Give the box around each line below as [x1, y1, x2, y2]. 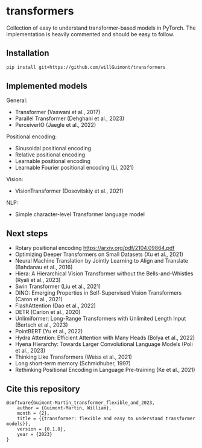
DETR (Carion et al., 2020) [14, 309, 81, 316]
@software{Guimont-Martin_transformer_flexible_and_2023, [6, 400, 155, 406]
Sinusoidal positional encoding [14, 145, 92, 152]
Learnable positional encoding [14, 158, 90, 165]
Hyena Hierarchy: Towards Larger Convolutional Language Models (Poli [14, 341, 193, 348]
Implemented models [6, 81, 87, 91]
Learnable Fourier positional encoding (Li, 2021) [14, 164, 134, 171]
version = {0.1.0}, [17, 426, 66, 432]
